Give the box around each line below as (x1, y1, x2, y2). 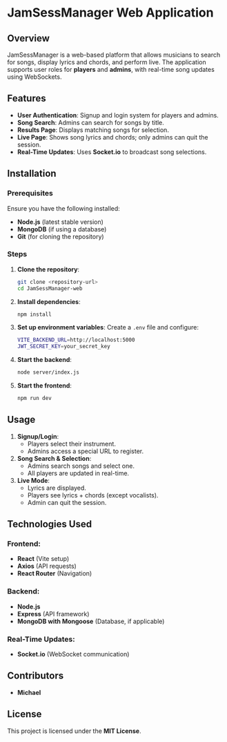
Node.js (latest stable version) (17, 218, 103, 226)
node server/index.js (17, 369, 79, 376)
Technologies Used (7, 518, 92, 530)
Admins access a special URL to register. (27, 447, 144, 455)
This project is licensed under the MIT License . (7, 727, 141, 735)
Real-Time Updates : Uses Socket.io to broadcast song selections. (17, 147, 207, 156)
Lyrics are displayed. (27, 484, 86, 492)
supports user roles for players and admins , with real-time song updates (7, 66, 215, 73)
